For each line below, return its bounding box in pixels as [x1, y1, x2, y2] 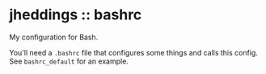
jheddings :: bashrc [9, 6, 142, 24]
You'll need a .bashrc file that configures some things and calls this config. [9, 47, 258, 57]
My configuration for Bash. [9, 32, 99, 42]
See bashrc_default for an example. [9, 56, 129, 66]
